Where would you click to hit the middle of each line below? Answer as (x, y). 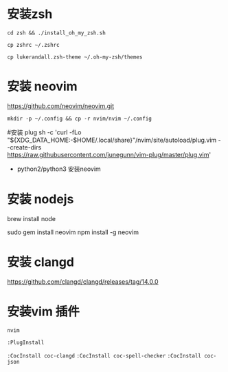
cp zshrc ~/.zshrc (33, 45)
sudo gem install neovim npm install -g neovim (73, 232)
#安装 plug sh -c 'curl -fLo (44, 132)
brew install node (32, 218)
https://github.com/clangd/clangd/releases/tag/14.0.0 (83, 281)
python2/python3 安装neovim (59, 169)
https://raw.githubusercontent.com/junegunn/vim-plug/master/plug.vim (108, 154)
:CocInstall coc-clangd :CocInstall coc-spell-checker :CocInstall (104, 355)
